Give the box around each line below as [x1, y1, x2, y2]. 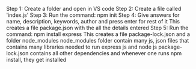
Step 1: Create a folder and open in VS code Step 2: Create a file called [6, 5, 182, 12]
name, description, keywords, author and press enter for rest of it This [6, 18, 180, 25]
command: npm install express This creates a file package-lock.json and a [6, 31, 191, 38]
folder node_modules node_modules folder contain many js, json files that [6, 37, 189, 44]
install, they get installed [6, 56, 67, 63]
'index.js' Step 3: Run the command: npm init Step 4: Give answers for [6, 11, 180, 19]
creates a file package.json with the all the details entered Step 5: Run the [6, 24, 189, 31]
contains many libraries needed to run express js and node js [6, 43, 158, 50]
